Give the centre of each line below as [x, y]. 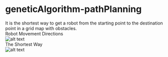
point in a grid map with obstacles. [41, 28]
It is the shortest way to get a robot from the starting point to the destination [84, 23]
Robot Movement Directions [34, 33]
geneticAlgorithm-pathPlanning [74, 9]
